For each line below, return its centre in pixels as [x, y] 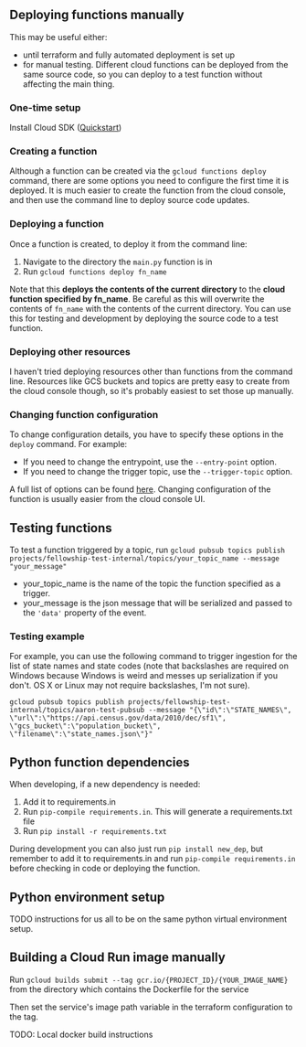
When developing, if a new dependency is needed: [105, 785]
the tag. [24, 1016]
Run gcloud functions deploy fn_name [95, 271]
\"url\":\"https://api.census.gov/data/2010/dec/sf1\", [118, 718]
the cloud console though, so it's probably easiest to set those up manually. [152, 391]
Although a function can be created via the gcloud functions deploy [138, 171]
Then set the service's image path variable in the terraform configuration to [151, 1007]
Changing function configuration [84, 414]
